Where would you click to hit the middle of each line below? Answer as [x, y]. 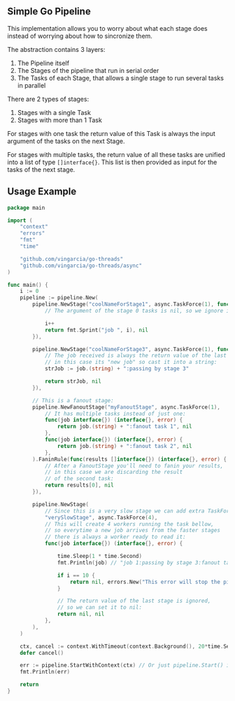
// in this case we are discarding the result [114, 472]
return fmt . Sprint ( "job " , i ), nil [97, 330]
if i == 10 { [76, 575]
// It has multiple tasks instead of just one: [115, 414]
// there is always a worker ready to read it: [115, 537]
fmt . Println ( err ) [45, 672]
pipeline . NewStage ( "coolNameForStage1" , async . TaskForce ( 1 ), [123, 304]
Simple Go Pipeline [49, 12]
